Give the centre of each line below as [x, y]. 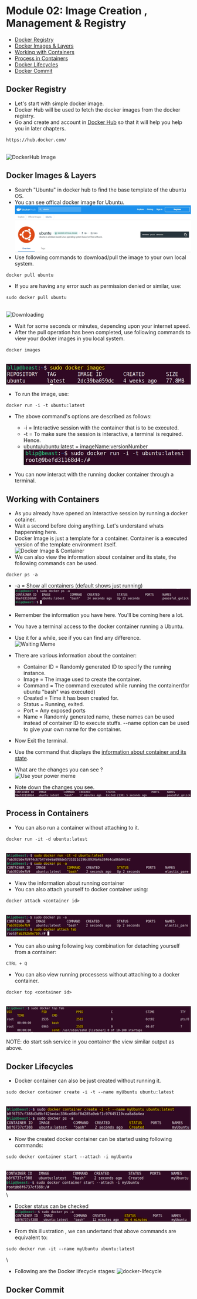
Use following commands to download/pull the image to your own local [100, 257]
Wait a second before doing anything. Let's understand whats [89, 526]
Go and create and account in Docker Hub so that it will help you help [98, 122]
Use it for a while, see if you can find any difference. [78, 637]
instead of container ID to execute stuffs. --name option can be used [106, 723]
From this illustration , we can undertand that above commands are [96, 1231]
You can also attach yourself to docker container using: [81, 890]
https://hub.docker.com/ [36, 140]
